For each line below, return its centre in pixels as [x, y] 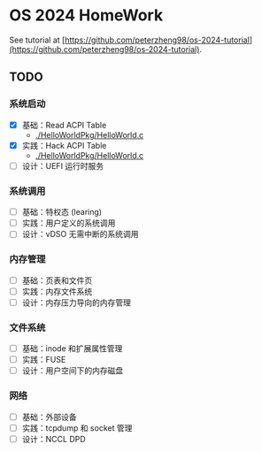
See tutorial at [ [37, 40]
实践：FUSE [44, 360]
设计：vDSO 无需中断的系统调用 [80, 234]
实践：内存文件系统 [57, 291]
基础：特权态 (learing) [62, 212]
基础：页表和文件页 [57, 280]
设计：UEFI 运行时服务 [63, 165]
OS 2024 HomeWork [86, 15]
